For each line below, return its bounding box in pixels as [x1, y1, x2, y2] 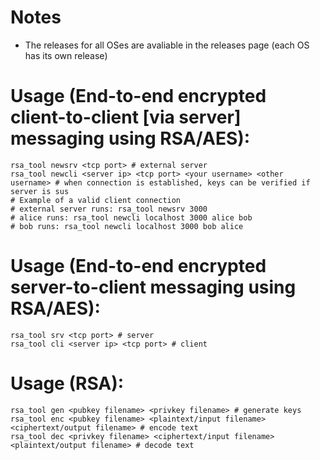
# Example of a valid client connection [10, 195, 182, 205]
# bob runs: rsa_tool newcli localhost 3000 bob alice [10, 221, 244, 231]
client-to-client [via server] [10, 106, 242, 129]
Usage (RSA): [10, 372, 125, 395]
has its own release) [24, 49, 108, 61]
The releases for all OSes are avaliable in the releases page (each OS [24, 39, 310, 51]
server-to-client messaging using [10, 276, 297, 299]
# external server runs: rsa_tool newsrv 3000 [10, 204, 208, 214]
